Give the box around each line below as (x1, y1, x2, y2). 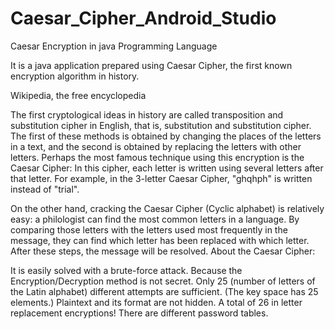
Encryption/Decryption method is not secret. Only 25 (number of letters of (10, 275, 316, 287)
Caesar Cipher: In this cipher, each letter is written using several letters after (10, 162, 324, 174)
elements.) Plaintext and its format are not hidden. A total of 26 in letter (10, 296, 303, 308)
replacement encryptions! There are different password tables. (10, 307, 269, 319)
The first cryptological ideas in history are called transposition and (10, 108, 284, 121)
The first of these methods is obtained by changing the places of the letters (10, 130, 322, 142)
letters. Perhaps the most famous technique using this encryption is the (10, 151, 305, 163)
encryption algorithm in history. (10, 70, 140, 82)
